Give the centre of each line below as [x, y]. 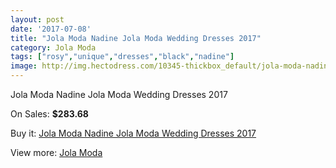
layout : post [37, 19]
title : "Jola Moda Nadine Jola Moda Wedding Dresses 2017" [136, 38]
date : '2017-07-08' [51, 29]
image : [24, 66]
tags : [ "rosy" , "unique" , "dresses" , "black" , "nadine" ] [122, 57]
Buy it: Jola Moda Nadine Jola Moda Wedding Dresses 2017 [133, 133]
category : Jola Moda [53, 47]
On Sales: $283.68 [49, 114]
